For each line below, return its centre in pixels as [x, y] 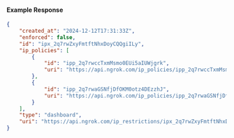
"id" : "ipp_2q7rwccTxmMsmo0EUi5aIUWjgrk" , [107, 63]
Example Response [35, 10]
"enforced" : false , [47, 37]
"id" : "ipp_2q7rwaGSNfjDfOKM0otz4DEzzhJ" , [107, 89]
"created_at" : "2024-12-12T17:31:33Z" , [77, 31]
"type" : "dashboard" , [50, 115]
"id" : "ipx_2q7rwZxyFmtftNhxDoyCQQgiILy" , [82, 44]
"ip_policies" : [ [44, 50]
